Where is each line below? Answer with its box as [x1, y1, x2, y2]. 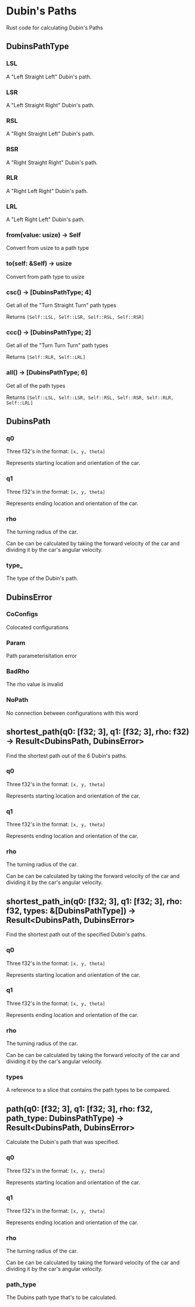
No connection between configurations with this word [6, 709, 138, 717]
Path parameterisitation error [6, 652, 78, 660]
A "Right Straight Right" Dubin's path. [6, 159, 98, 166]
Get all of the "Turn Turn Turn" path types [6, 342, 109, 349]
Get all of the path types [6, 382, 66, 389]
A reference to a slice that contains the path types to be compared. [6, 1086, 171, 1094]
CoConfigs [6, 610, 39, 618]
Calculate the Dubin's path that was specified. [6, 1139, 119, 1146]
